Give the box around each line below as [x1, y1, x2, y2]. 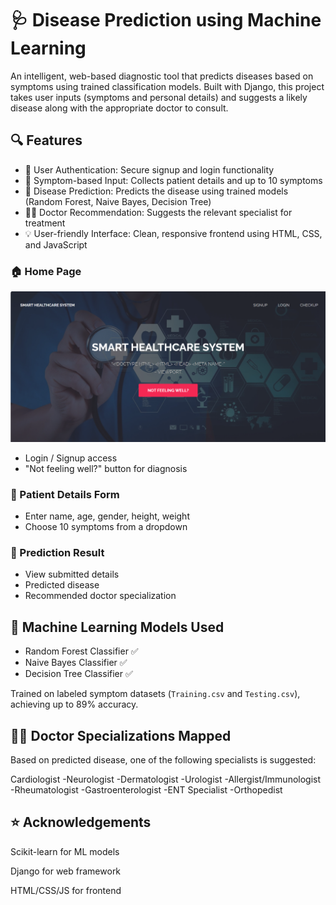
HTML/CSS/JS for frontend [10, 884, 122, 896]
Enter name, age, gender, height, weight [24, 510, 190, 522]
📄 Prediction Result [10, 545, 105, 559]
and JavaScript [24, 238, 88, 251]
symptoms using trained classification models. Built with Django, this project [10, 80, 325, 92]
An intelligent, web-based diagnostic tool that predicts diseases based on [10, 70, 314, 82]
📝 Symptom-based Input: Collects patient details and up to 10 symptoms [24, 174, 323, 186]
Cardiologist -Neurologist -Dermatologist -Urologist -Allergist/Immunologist [10, 773, 322, 785]
